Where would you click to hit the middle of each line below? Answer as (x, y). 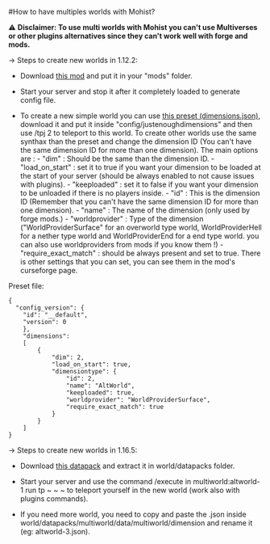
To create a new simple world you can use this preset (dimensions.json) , (140, 116)
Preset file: (26, 286)
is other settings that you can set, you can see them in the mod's (127, 261)
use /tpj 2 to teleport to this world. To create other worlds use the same (138, 133)
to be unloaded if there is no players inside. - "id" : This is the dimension (140, 193)
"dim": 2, (68, 357)
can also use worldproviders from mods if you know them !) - (122, 245)
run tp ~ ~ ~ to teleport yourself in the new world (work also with (133, 490)
